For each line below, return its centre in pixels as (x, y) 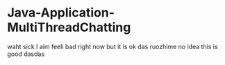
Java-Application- (61, 13)
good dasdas (26, 54)
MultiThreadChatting (69, 27)
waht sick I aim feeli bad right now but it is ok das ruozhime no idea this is (112, 46)
